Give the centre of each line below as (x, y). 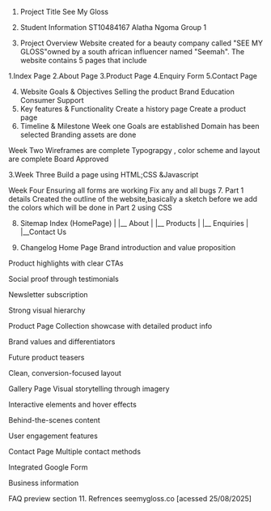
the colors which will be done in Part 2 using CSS (90, 207)
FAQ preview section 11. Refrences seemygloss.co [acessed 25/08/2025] (130, 498)
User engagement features (53, 436)
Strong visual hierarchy (47, 310)
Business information (44, 483)
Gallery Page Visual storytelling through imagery (89, 389)
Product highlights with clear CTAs (66, 263)
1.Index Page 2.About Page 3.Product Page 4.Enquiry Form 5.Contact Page (133, 76)
